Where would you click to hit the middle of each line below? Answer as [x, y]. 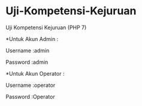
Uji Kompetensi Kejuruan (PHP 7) [46, 27]
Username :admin [28, 50]
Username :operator [31, 85]
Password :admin [27, 62]
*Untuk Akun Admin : [32, 39]
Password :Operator [30, 96]
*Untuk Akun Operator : [35, 73]
